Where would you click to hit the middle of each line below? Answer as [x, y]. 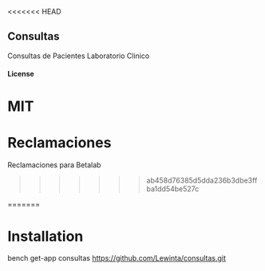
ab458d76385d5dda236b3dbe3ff [202, 180]
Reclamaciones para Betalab [54, 165]
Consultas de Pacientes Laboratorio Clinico [79, 56]
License [21, 74]
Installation [45, 236]
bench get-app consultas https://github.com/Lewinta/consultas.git [117, 258]
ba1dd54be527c [173, 189]
